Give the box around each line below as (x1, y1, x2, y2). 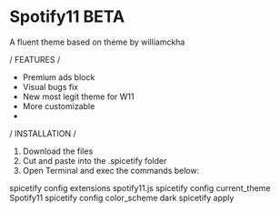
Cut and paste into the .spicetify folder (22, 155, 167, 166)
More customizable (22, 100, 95, 111)
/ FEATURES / (9, 54, 61, 65)
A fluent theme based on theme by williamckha (9, 36, 185, 47)
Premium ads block (22, 71, 95, 83)
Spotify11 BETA (9, 6, 125, 27)
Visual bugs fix (22, 81, 79, 92)
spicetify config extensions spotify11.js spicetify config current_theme (9, 182, 271, 193)
